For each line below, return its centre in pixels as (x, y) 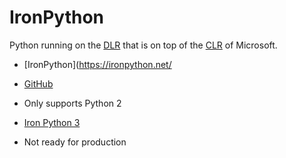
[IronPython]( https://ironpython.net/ (97, 64)
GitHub (38, 83)
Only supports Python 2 (72, 103)
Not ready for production (75, 142)
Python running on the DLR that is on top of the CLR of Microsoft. (143, 45)
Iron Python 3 (52, 122)
